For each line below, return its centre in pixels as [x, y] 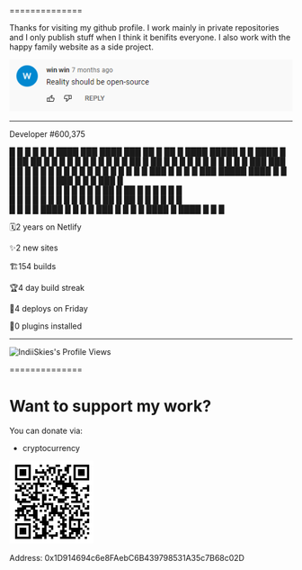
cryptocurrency [51, 448]
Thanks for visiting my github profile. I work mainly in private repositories [144, 27]
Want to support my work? [111, 406]
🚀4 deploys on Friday [49, 309]
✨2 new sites [34, 248]
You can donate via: [46, 431]
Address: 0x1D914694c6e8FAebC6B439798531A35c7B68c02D [127, 558]
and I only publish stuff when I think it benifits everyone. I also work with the [150, 37]
